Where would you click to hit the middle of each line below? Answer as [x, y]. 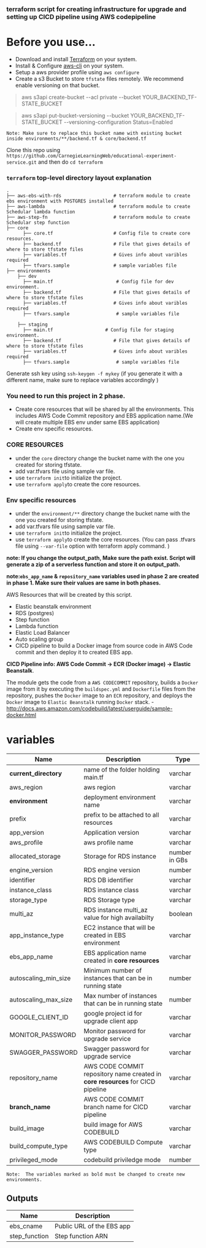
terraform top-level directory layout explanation [79, 178]
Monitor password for [115, 1031]
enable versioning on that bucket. [57, 85]
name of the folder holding [122, 770]
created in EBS [105, 935]
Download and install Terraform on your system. [76, 59]
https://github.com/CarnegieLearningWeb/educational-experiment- [91, 156]
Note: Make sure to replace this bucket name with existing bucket [94, 133]
